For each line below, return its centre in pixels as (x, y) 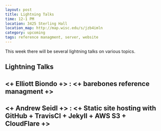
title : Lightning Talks (30, 14)
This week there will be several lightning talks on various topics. (70, 51)
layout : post (19, 10)
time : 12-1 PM (20, 19)
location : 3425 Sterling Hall (36, 23)
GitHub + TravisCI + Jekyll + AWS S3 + (66, 116)
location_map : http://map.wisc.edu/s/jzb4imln (54, 28)
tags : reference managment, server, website (52, 38)
